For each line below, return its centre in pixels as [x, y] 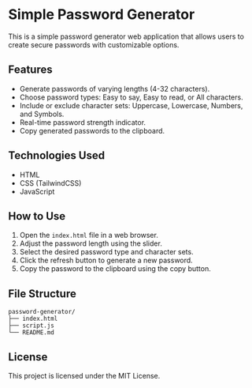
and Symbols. [42, 114]
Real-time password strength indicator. [83, 122]
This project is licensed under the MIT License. [84, 376]
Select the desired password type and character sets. [107, 252]
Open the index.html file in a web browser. [89, 235]
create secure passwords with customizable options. [94, 44]
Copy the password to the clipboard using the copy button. [115, 269]
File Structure [42, 294]
